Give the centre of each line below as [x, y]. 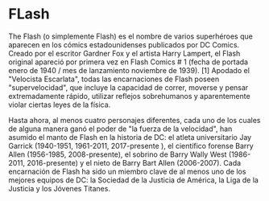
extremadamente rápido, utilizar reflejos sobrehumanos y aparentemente [130, 96]
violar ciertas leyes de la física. [60, 105]
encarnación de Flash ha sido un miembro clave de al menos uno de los [127, 171]
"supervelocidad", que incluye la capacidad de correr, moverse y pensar [128, 87]
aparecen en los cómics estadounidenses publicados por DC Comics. [124, 44]
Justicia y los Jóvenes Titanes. [60, 188]
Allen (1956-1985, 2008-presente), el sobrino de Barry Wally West [118, 154]
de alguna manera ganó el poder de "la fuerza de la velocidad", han [120, 129]
